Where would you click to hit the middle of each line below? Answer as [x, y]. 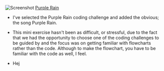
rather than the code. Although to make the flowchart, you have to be [84, 48]
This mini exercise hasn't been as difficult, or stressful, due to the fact [85, 32]
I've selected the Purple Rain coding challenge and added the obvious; [86, 17]
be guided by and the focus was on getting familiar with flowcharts [82, 43]
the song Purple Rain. [35, 23]
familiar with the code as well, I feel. [50, 53]
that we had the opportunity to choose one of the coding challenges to [86, 38]
